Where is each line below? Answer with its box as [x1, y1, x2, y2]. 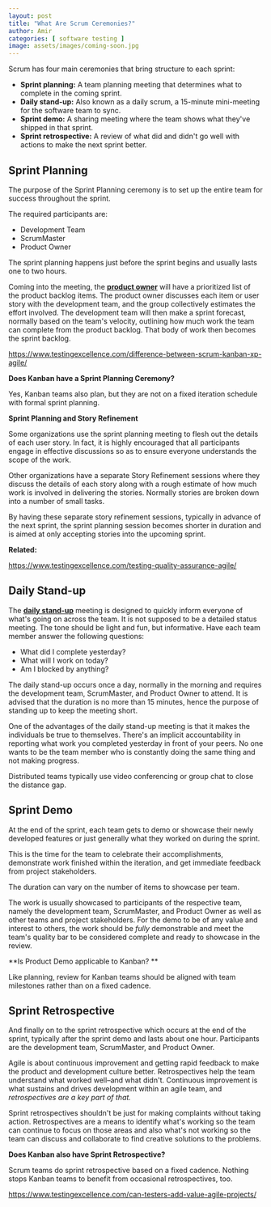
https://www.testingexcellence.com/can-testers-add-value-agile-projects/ [8, 1190, 257, 1200]
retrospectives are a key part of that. [8, 1093, 132, 1103]
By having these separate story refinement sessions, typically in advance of [8, 511, 261, 522]
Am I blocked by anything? [19, 664, 109, 674]
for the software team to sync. [19, 106, 121, 116]
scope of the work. [8, 455, 71, 464]
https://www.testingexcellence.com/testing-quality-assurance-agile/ [8, 560, 237, 570]
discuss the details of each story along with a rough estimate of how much [8, 479, 257, 489]
